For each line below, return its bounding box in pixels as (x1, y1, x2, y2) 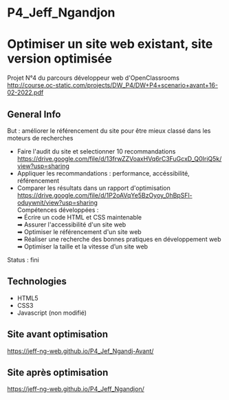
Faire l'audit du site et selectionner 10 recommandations (17, 147, 176, 156)
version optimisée (7, 51, 112, 67)
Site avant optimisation (7, 328, 109, 340)
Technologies (7, 275, 67, 287)
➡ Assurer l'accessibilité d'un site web (17, 220, 127, 229)
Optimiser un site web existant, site (7, 36, 213, 52)
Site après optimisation (7, 366, 109, 378)
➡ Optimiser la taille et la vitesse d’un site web (17, 242, 149, 251)
